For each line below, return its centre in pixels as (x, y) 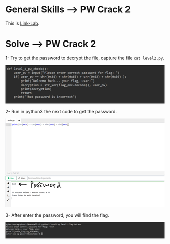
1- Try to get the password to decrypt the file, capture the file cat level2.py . (85, 58)
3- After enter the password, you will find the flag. (57, 215)
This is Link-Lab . (23, 23)
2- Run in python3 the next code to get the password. (61, 112)
